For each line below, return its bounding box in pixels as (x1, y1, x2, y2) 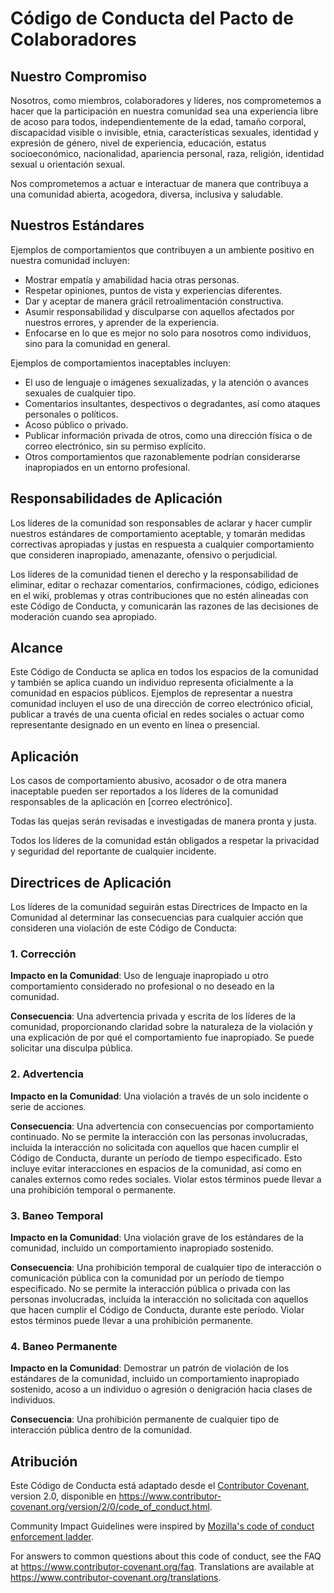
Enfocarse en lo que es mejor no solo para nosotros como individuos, (24, 327, 312, 339)
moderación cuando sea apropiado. (10, 610, 158, 622)
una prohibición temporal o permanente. (10, 1183, 177, 1196)
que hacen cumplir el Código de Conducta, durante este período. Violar (10, 1303, 305, 1316)
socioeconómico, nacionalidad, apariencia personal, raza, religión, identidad (10, 148, 325, 159)
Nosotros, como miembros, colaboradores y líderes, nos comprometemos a (10, 95, 322, 106)
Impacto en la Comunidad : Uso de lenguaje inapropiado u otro (10, 970, 269, 982)
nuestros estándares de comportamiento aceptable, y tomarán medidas (10, 527, 306, 539)
